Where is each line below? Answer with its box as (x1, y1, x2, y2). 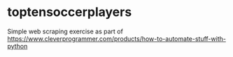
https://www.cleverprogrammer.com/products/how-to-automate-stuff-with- (7, 34, 226, 42)
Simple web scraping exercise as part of (7, 27, 124, 35)
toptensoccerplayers (7, 4, 132, 20)
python (7, 42, 28, 50)
